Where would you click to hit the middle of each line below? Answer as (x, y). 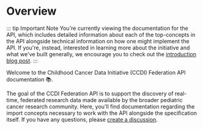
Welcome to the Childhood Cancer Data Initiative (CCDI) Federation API (96, 72)
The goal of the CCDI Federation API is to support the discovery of (90, 94)
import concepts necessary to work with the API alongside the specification (102, 113)
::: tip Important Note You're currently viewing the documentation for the (97, 28)
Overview (31, 11)
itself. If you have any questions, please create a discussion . (82, 119)
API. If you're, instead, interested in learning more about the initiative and (98, 48)
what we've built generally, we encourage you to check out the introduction (102, 54)
